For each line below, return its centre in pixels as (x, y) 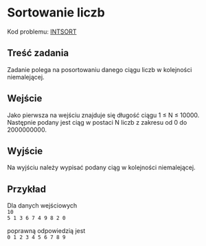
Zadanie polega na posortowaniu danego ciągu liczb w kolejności (100, 69)
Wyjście (25, 151)
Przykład (27, 189)
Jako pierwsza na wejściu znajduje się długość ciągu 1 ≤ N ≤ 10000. (103, 115)
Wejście (25, 98)
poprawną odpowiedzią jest (46, 231)
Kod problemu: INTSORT (42, 32)
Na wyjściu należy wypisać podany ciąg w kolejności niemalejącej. (101, 168)
